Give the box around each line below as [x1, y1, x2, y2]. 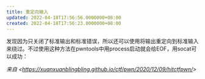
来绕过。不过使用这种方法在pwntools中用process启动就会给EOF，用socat [6, 45, 192, 52]
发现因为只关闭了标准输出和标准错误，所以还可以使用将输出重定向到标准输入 [6, 38, 199, 45]
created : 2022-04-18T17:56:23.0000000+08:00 [6, 20, 121, 26]
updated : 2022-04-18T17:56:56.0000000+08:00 [6, 15, 121, 21]
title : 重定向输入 [6, 9, 49, 15]
